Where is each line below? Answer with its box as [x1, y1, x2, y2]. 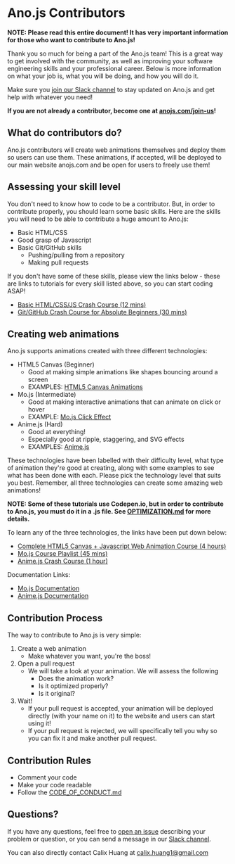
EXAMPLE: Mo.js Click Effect [27, 413, 112, 421]
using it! [27, 719, 51, 728]
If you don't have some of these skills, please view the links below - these [7, 272, 221, 280]
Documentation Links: [7, 571, 71, 579]
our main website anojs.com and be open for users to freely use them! [7, 160, 210, 169]
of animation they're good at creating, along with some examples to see [7, 464, 215, 472]
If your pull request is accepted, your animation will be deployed [27, 704, 214, 713]
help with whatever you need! [7, 93, 93, 101]
